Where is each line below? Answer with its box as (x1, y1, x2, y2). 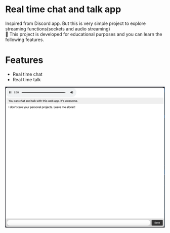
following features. (5, 37, 45, 43)
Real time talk (12, 76, 41, 82)
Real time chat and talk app (5, 4, 121, 15)
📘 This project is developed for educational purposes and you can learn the (5, 31, 162, 37)
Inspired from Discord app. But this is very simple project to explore (5, 20, 146, 26)
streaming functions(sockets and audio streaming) (5, 25, 110, 31)
